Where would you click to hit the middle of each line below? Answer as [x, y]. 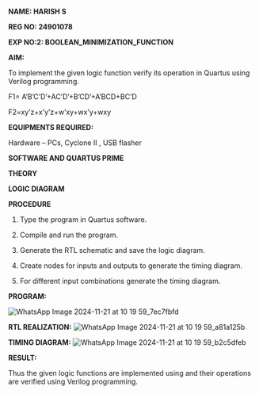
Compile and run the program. [69, 235]
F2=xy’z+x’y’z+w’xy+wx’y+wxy [60, 112]
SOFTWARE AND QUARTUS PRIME [66, 158]
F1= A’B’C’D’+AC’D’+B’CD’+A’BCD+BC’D [72, 97]
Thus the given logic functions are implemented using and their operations [130, 373]
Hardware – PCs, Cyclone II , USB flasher [75, 143]
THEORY [23, 173]
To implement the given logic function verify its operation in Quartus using [129, 73]
